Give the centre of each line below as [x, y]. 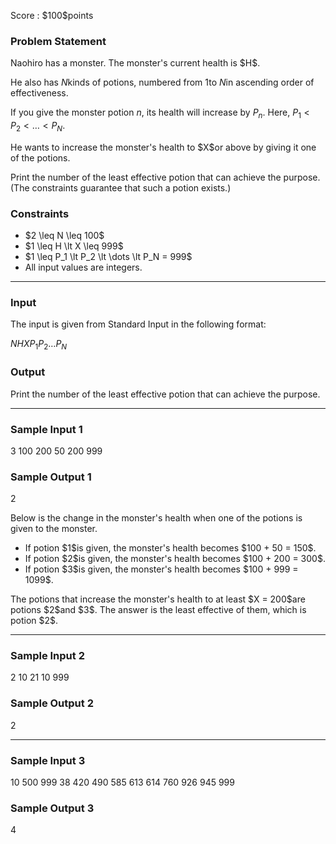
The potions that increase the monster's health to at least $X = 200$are [158, 599]
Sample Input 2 [47, 656]
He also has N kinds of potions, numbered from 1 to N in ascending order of [162, 82]
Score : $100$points [52, 15]
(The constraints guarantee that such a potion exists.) [121, 187]
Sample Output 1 [51, 477]
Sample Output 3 [52, 808]
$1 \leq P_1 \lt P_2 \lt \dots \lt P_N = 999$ [108, 257]
